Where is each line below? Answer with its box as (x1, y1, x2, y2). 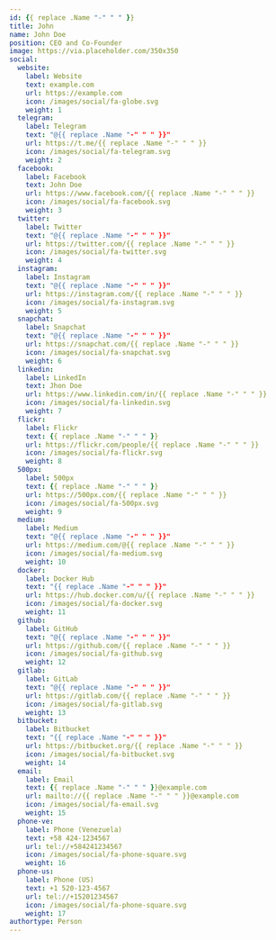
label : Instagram (25, 273, 91, 282)
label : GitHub (25, 624, 78, 633)
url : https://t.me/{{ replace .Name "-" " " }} (25, 139, 207, 148)
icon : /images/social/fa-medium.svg (25, 548, 164, 558)
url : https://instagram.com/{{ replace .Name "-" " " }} (25, 289, 244, 298)
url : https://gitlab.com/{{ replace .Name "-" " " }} (25, 691, 231, 700)
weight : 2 (25, 155, 63, 165)
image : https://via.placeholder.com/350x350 (9, 47, 179, 56)
